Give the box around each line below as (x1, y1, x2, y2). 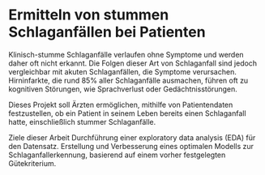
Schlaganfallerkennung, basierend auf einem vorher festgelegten (8, 150, 226, 160)
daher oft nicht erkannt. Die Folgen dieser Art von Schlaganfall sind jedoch (8, 58, 258, 68)
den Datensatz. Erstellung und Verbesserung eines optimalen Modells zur (8, 141, 254, 151)
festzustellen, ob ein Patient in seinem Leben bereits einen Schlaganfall (8, 108, 246, 118)
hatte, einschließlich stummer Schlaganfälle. (8, 117, 156, 126)
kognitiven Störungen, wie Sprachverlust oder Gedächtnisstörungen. (8, 83, 237, 94)
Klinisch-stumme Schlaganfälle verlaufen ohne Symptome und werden (8, 49, 245, 59)
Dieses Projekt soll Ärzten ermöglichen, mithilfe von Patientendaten (8, 100, 233, 109)
